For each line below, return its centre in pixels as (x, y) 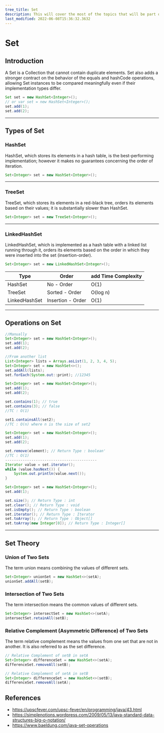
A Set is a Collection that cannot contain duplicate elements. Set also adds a (82, 73)
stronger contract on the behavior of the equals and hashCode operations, (80, 78)
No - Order (60, 284)
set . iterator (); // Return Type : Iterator (50, 514)
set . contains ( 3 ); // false (32, 406)
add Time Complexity (117, 276)
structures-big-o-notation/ (39, 720)
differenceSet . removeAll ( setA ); (38, 683)
